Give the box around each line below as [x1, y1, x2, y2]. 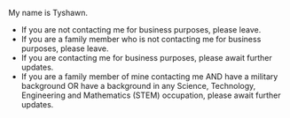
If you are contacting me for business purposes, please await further [20, 53, 272, 63]
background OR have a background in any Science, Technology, [20, 81, 256, 91]
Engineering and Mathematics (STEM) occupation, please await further [20, 90, 281, 100]
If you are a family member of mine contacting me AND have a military [20, 71, 278, 82]
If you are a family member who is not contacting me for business [20, 34, 262, 44]
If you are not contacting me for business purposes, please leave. [20, 25, 262, 34]
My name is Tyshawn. [8, 8, 89, 18]
